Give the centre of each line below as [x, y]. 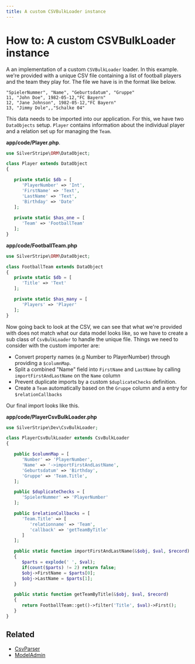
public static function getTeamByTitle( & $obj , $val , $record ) [91, 595]
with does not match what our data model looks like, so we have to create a [97, 333]
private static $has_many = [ [51, 299]
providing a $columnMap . [43, 363]
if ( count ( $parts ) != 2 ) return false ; [69, 567]
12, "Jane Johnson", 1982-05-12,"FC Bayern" [61, 103]
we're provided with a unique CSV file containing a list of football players [94, 75]
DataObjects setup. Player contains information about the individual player [95, 125]
